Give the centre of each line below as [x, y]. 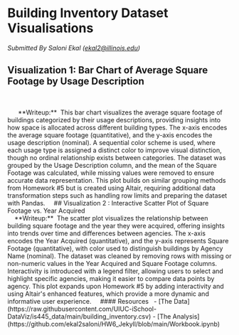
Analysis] [186, 316]
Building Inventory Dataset [88, 13]
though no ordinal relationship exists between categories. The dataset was [117, 157]
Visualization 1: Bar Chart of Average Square [108, 70]
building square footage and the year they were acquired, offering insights [116, 225]
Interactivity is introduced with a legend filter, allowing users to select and [116, 271]
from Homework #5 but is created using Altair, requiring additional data [111, 188]
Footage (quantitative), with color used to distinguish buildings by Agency [115, 248]
